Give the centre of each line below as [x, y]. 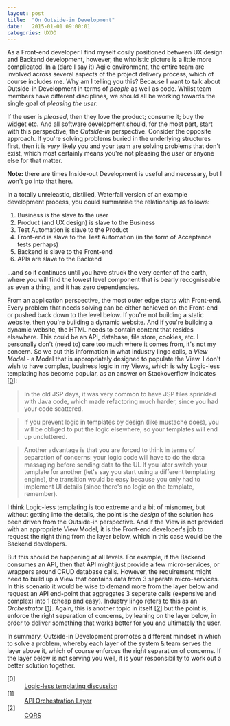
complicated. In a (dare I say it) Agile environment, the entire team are [106, 67]
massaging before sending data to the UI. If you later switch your [116, 465]
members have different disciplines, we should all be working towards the [111, 96]
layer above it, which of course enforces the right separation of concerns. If [114, 651]
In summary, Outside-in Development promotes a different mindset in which [114, 637]
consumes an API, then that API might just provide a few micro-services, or [113, 564]
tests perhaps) [37, 244]
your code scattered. [54, 409]
